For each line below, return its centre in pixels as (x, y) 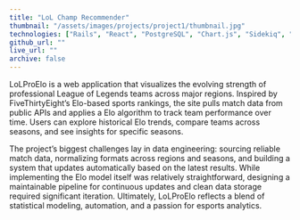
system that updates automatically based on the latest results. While (135, 167)
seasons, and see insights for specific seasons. (96, 131)
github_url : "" (37, 42)
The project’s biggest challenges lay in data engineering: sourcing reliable (145, 149)
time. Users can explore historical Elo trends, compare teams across (135, 122)
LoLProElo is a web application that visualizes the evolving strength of (138, 84)
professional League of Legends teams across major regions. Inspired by (144, 94)
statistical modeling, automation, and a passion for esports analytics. (136, 205)
